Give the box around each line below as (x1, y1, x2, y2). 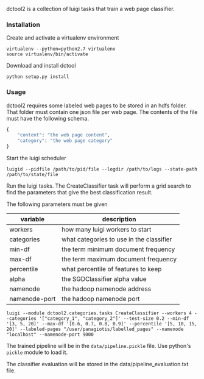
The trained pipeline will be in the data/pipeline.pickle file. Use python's (6, 342, 191, 350)
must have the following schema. (6, 115, 90, 122)
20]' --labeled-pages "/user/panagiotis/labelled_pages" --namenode (6, 326, 184, 333)
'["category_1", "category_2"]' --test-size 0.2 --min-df (38, 316, 189, 322)
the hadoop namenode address (62, 285, 151, 293)
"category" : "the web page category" (17, 138, 113, 144)
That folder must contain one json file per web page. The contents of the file (6, 108, 198, 115)
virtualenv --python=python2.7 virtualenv (6, 46, 116, 52)
